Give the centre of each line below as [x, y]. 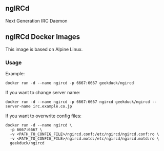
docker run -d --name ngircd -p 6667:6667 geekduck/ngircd [70, 83]
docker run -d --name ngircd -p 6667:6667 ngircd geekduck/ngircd [78, 102]
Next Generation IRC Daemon [36, 20]
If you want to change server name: [43, 92]
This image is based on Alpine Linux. [44, 49]
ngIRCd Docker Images [43, 37]
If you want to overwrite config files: [44, 116]
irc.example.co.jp [52, 106]
